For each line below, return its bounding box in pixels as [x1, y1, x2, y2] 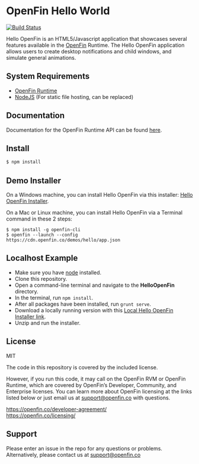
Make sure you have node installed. [14, 268, 102, 276]
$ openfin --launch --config [6, 232, 78, 238]
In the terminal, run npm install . [14, 294, 94, 301]
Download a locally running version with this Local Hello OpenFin [14, 306, 174, 313]
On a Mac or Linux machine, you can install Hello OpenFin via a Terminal [6, 209, 182, 216]
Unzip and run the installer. [14, 319, 81, 327]
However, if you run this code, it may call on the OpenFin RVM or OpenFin [6, 375, 186, 382]
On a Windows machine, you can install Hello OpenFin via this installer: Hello [6, 191, 193, 199]
